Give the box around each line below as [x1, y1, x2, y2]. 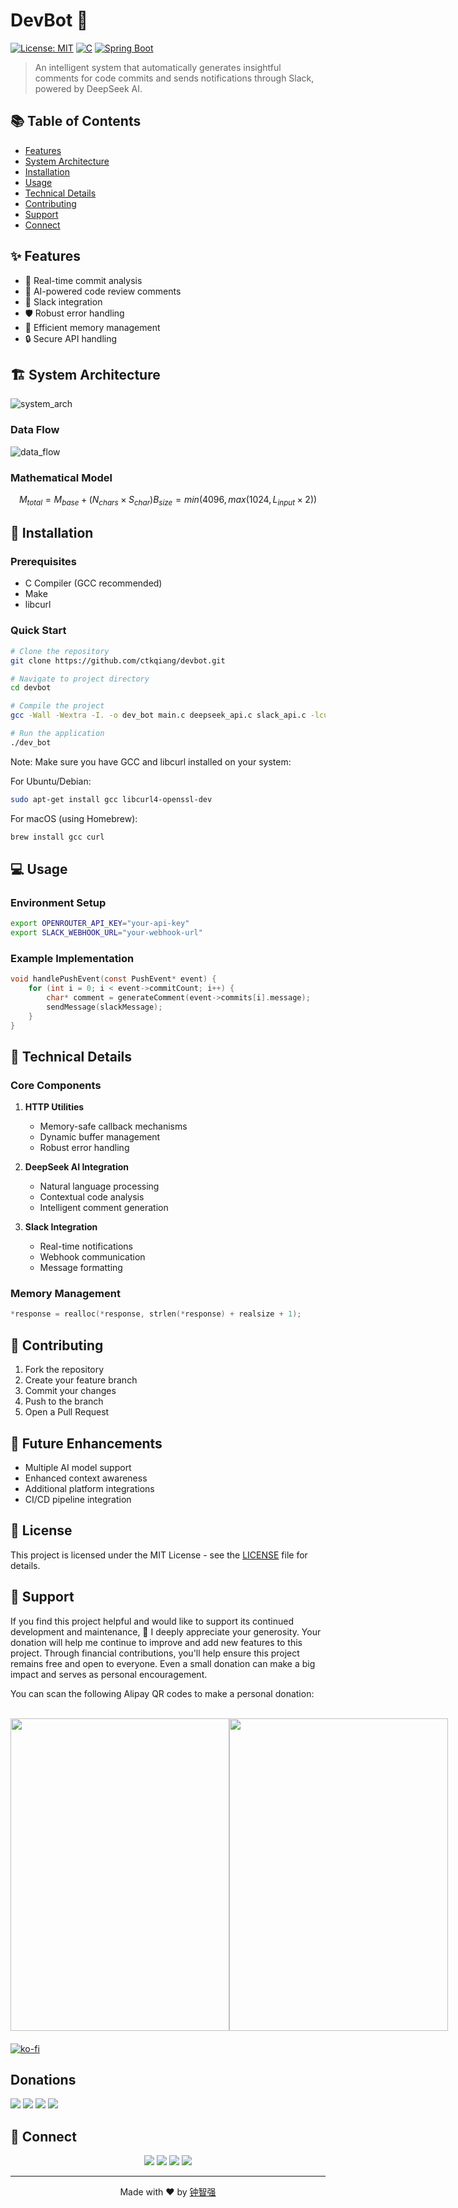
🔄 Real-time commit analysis [24, 274, 143, 286]
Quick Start [10, 624, 67, 638]
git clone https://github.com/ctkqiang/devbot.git [10, 655, 226, 666]
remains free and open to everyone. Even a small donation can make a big [10, 1657, 316, 1669]
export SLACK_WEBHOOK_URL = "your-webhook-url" [10, 928, 203, 938]
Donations [10, 2071, 77, 2088]
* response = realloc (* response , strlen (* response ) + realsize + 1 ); [10, 1309, 302, 1319]
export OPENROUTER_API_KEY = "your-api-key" [10, 919, 190, 929]
